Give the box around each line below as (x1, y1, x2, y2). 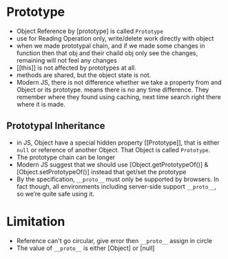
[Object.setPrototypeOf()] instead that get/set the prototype (16, 167, 187, 176)
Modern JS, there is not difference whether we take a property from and (16, 78, 222, 86)
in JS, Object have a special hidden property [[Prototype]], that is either (16, 138, 220, 147)
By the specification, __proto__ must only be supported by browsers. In (16, 175, 220, 183)
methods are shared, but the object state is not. (16, 70, 152, 79)
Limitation (6, 214, 65, 229)
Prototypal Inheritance (6, 120, 105, 132)
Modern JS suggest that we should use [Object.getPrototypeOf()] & (16, 160, 209, 169)
